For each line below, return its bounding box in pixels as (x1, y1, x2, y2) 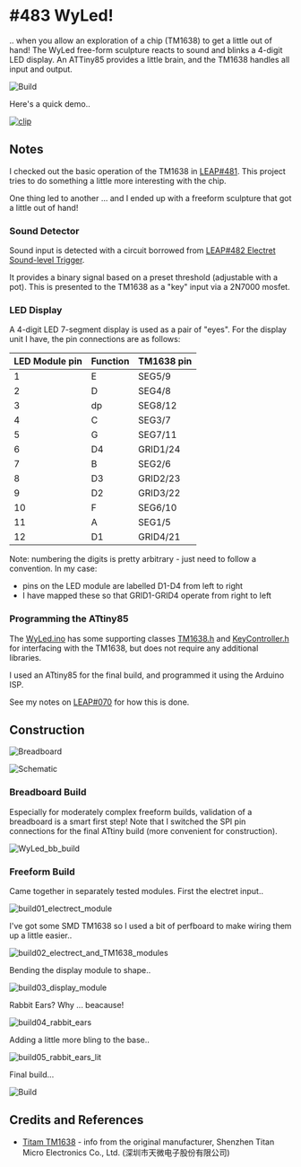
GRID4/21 (138, 531, 181, 543)
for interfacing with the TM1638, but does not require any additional (9, 643, 259, 654)
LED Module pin (13, 355, 82, 368)
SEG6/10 (138, 502, 177, 514)
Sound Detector (9, 224, 80, 237)
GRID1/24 (138, 443, 181, 456)
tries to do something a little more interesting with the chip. (9, 175, 227, 186)
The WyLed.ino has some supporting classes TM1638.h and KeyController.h (9, 633, 289, 644)
